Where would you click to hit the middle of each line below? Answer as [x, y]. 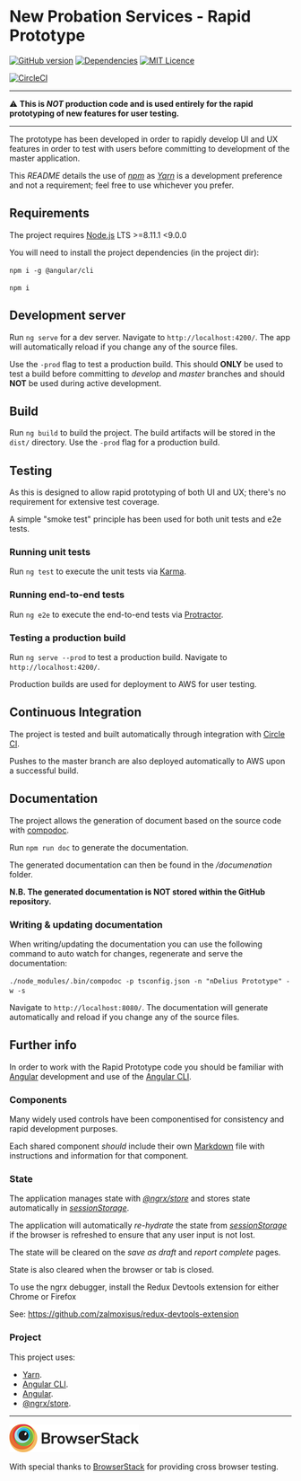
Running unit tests [50, 552]
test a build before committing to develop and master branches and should [147, 374]
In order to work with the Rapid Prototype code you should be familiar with [146, 1067]
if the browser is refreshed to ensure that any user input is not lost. [132, 1235]
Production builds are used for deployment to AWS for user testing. [133, 684]
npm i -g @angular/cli [52, 270]
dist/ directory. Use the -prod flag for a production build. [115, 443]
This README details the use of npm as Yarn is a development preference [146, 175]
